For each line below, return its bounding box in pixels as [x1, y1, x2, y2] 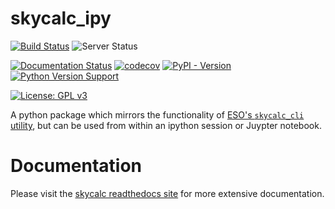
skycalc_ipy [10, 7, 112, 30]
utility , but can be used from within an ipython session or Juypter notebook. [10, 119, 322, 131]
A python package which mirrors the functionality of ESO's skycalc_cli [10, 108, 305, 121]
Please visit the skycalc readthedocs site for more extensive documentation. [10, 187, 325, 199]
